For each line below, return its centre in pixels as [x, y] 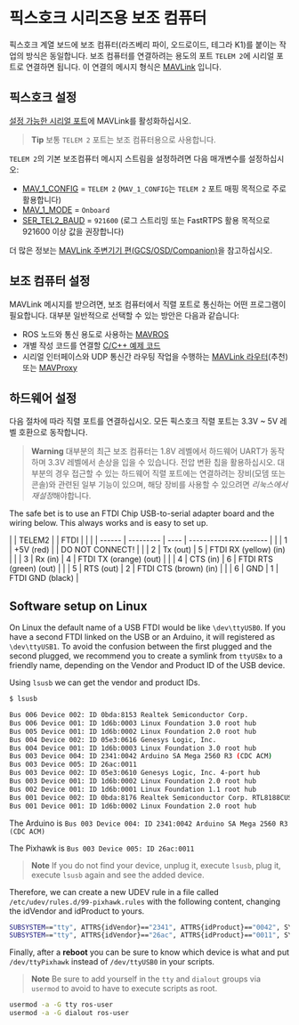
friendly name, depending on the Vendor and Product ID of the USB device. [147, 666]
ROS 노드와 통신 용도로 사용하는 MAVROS [95, 334]
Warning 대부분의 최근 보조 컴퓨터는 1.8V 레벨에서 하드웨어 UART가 [149, 451]
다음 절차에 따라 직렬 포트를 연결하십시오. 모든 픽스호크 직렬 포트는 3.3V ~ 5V [144, 421]
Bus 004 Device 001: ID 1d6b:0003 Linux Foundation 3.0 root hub [133, 748]
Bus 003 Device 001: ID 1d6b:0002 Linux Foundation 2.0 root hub [133, 781]
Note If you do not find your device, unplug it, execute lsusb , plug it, [156, 865]
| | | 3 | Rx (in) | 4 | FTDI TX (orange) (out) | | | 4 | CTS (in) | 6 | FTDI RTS [141, 559]
